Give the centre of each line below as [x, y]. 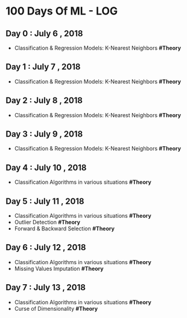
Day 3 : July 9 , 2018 [44, 134]
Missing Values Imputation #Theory [59, 268]
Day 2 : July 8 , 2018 [44, 101]
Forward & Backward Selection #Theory [65, 229]
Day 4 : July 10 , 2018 [46, 167]
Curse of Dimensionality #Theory [56, 308]
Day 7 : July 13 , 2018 [46, 287]
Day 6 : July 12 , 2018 [46, 248]
